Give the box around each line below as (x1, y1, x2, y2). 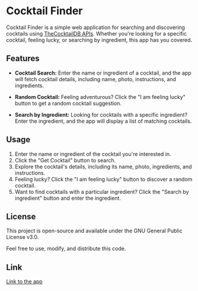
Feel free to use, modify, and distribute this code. (6, 245, 126, 252)
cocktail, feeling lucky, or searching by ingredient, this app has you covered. (6, 36, 193, 43)
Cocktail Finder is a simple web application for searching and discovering (6, 24, 186, 31)
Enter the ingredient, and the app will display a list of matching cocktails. (14, 117, 192, 124)
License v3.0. (6, 234, 39, 241)
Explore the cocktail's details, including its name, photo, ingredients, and (14, 163, 192, 170)
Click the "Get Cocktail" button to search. (14, 156, 116, 164)
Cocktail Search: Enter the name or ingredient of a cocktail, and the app (14, 69, 191, 76)
